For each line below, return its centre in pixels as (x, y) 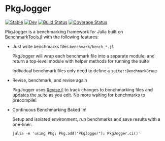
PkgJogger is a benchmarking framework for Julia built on (64, 31)
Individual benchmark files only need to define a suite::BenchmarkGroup (85, 70)
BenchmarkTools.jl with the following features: (52, 37)
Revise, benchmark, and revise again (50, 80)
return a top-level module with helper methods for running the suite (81, 61)
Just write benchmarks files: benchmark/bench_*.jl (63, 46)
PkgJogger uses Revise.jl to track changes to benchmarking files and (82, 89)
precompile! (24, 100)
